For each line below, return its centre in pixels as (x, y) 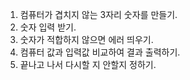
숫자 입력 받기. (48, 27)
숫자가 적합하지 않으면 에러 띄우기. (86, 39)
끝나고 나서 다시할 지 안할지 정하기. (88, 64)
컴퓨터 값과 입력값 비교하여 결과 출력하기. (100, 52)
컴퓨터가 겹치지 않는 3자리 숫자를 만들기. (98, 14)
